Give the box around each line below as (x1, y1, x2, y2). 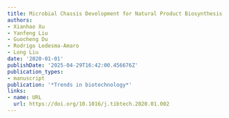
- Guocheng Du (7, 36, 49, 43)
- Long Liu (7, 49, 39, 56)
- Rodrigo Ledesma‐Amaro (7, 42, 79, 49)
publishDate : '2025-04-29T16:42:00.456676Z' (7, 62, 139, 69)
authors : (7, 17, 33, 24)
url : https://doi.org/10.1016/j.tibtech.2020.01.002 (13, 101, 170, 108)
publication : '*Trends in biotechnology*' (7, 81, 132, 88)
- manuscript (7, 74, 45, 82)
